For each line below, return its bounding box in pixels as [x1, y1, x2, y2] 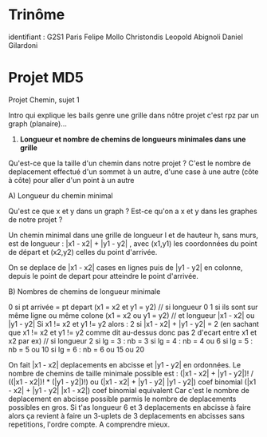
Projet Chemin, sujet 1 [8, 94, 80, 105]
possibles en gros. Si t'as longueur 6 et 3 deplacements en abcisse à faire [8, 402, 251, 412]
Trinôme [8, 6, 65, 24]
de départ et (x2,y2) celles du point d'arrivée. [8, 247, 158, 256]
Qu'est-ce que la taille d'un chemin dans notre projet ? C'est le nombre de [8, 158, 251, 168]
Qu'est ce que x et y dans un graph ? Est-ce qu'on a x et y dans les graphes [8, 206, 257, 216]
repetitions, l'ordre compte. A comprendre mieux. [8, 419, 171, 429]
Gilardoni [8, 40, 38, 50]
